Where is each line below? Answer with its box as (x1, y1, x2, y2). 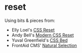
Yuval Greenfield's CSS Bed (11, 37, 68, 43)
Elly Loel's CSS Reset (11, 27, 55, 33)
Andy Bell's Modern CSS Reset (11, 32, 74, 38)
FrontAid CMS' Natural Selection (11, 42, 77, 48)
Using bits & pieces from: (4, 18, 56, 23)
